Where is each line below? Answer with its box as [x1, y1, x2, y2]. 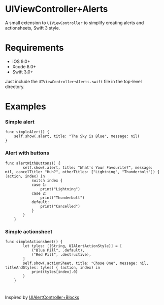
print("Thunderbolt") [40, 195, 85, 200]
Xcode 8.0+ [12, 63, 36, 69]
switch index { [31, 178, 63, 183]
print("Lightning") [40, 186, 80, 191]
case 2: [31, 191, 48, 196]
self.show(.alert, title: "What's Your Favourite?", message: [23, 165, 153, 170]
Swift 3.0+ [12, 69, 33, 75]
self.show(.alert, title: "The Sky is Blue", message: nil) [14, 134, 140, 139]
